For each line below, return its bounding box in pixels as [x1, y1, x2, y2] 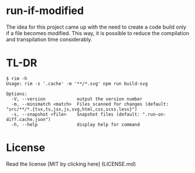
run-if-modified [6, 4, 84, 18]
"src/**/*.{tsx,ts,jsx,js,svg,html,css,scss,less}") [6, 106, 138, 112]
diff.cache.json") [6, 116, 51, 122]
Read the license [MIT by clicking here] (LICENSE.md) [6, 160, 136, 167]
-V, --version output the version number [11, 96, 143, 102]
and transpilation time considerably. [6, 36, 93, 43]
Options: [6, 91, 28, 97]
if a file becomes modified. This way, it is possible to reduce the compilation [6, 29, 189, 36]
